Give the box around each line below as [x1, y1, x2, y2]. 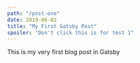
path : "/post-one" [7, 10, 60, 17]
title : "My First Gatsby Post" [7, 23, 97, 29]
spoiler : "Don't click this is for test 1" [7, 29, 134, 36]
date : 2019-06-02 [7, 16, 57, 23]
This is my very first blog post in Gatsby [7, 48, 121, 56]
